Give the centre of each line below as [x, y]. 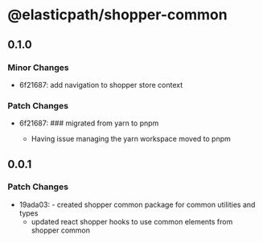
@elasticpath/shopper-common [117, 15]
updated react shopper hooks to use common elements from [132, 221]
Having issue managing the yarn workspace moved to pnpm [131, 139]
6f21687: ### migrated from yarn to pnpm [89, 123]
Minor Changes [38, 68]
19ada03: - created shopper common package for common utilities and [137, 204]
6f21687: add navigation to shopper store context [101, 84]
